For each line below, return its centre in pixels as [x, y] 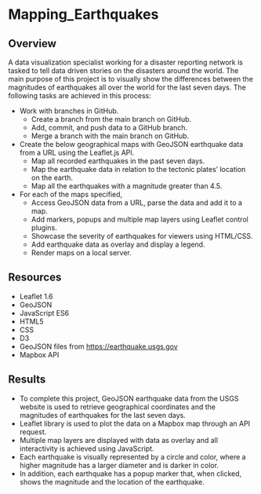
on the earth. [52, 177]
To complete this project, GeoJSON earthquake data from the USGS [129, 398]
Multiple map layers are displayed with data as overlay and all [118, 440]
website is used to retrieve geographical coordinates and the [117, 407]
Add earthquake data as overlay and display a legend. [118, 244]
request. [33, 432]
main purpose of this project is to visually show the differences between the [130, 79]
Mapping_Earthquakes [83, 15]
